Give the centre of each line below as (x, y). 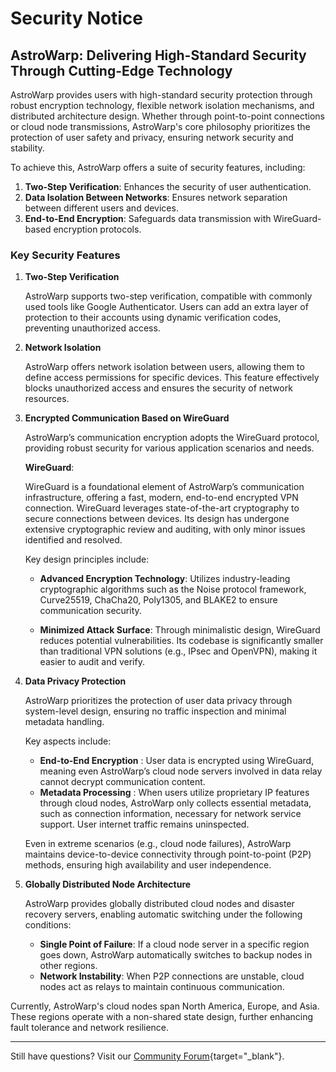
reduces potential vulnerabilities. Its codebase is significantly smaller (181, 641)
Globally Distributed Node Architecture (108, 884)
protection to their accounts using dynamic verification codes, (153, 318)
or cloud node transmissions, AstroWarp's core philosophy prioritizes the (160, 126)
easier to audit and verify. (92, 662)
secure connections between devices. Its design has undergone (157, 519)
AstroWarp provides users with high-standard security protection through (161, 95)
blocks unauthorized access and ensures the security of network (158, 388)
